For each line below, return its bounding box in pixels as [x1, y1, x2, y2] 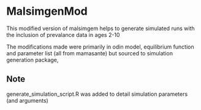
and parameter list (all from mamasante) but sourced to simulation [6, 49, 173, 57]
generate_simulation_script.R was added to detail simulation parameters [6, 90, 188, 98]
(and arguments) [6, 96, 49, 104]
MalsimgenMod [6, 4, 88, 18]
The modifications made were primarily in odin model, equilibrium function [6, 43, 194, 50]
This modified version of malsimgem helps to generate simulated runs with [6, 25, 195, 32]
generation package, [6, 56, 59, 63]
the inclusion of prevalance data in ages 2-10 [6, 31, 120, 38]
